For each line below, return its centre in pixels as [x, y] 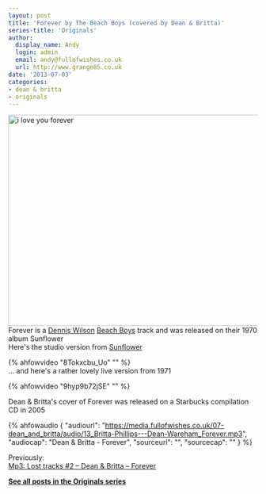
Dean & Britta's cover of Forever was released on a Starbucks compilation [129, 402]
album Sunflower [36, 339]
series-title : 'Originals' [53, 30]
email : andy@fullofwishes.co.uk [69, 60]
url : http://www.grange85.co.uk [69, 67]
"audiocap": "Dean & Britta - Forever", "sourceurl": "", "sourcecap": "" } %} [131, 442]
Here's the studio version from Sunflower [75, 347]
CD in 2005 [27, 410]
